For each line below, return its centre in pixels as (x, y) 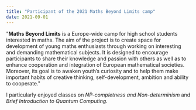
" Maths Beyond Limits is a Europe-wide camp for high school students (92, 33)
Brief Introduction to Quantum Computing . (57, 101)
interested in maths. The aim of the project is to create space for (84, 40)
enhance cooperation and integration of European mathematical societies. (95, 64)
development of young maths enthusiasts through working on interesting (94, 46)
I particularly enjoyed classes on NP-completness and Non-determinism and (98, 95)
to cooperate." (23, 83)
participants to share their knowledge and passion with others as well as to (96, 59)
